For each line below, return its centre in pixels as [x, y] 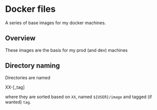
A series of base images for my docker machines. [56, 23]
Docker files [30, 9]
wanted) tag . [18, 102]
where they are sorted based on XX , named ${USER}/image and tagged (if [78, 97]
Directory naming [33, 66]
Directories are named [28, 77]
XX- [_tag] [15, 87]
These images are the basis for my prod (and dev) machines [66, 50]
